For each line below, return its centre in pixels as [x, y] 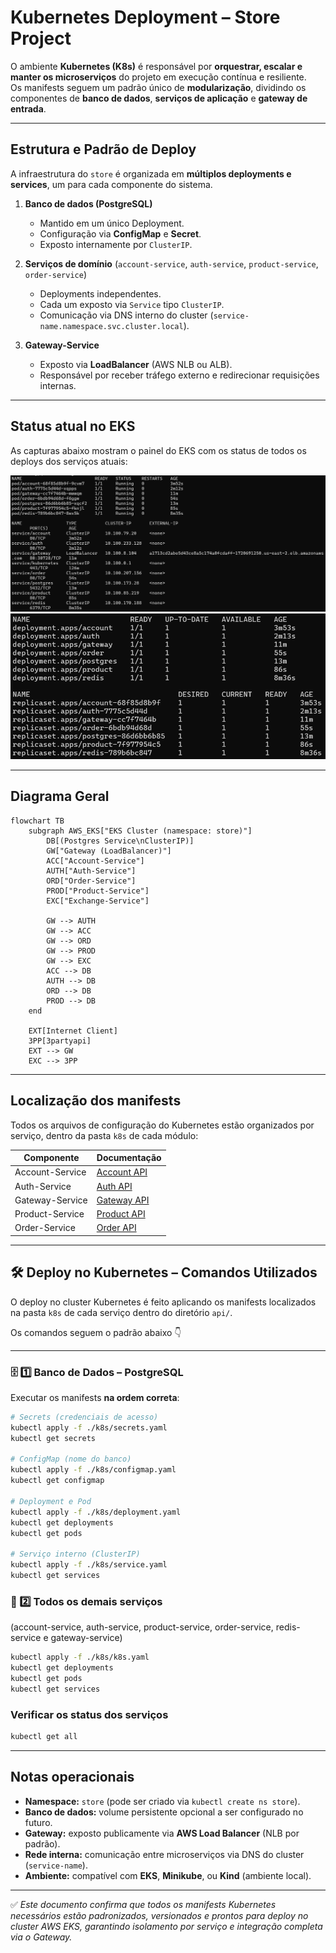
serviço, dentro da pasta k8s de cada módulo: [104, 1135]
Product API [121, 1214]
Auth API [114, 1186]
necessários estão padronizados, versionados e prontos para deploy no [159, 1915]
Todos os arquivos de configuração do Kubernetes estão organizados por [162, 1125]
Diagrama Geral [60, 796]
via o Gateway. [41, 1937]
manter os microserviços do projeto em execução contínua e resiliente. [158, 77]
